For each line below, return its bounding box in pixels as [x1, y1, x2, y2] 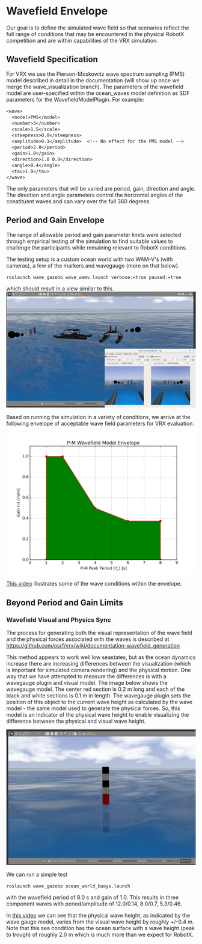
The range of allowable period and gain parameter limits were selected [6, 231, 182, 238]
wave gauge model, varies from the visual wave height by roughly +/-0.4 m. [6, 918, 194, 925]
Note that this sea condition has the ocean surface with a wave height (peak [6, 925, 195, 932]
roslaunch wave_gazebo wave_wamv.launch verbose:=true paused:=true [6, 274, 182, 280]
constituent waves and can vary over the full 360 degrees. [6, 197, 151, 205]
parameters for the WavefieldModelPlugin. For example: [6, 96, 144, 103]
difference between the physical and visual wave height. [6, 717, 146, 725]
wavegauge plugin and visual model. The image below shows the [6, 679, 168, 686]
